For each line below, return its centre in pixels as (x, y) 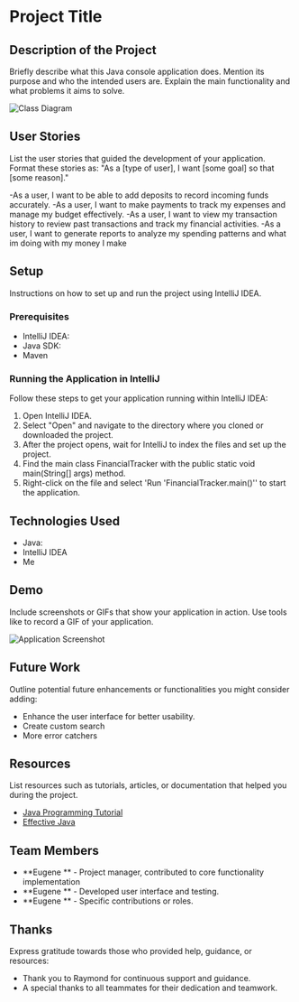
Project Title (56, 17)
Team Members (54, 850)
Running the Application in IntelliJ (85, 378)
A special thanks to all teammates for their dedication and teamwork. (149, 988)
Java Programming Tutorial (72, 812)
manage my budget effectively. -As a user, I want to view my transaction (143, 214)
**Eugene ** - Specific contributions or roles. (108, 901)
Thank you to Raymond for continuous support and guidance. (136, 979)
